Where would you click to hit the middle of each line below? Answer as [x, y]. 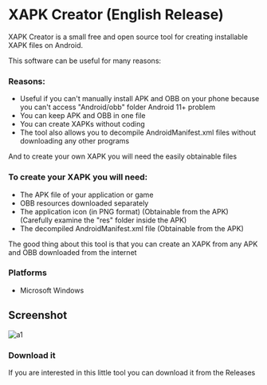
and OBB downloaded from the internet [73, 252]
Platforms [28, 273]
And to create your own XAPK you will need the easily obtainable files [123, 156]
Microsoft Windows [52, 290]
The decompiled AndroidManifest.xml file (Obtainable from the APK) [132, 228]
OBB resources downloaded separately [84, 203]
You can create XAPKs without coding [82, 124]
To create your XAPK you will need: [78, 177]
